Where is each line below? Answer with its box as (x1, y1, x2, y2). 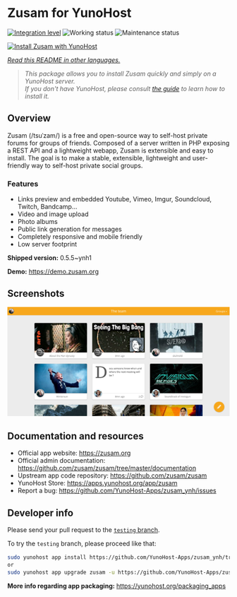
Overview (7, 112, 51, 124)
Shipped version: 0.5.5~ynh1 (7, 254, 92, 262)
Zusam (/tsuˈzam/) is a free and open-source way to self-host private (7, 131, 208, 139)
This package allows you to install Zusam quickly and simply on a (24, 69, 217, 78)
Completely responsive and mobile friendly (17, 232, 143, 241)
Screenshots (7, 288, 65, 300)
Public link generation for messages (17, 225, 122, 234)
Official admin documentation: (17, 456, 106, 465)
